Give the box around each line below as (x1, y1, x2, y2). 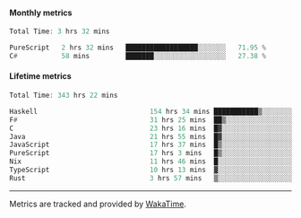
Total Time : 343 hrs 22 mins (9, 91, 118, 100)
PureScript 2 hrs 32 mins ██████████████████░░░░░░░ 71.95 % (9, 43, 267, 53)
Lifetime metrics (9, 71, 72, 82)
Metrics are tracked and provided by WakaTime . (9, 198, 186, 209)
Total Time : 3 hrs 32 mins (9, 27, 110, 36)
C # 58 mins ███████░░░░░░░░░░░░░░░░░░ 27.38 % (9, 51, 267, 60)
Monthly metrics (9, 7, 73, 18)
